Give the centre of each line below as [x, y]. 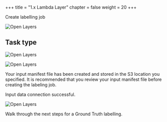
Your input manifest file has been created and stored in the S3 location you [82, 74]
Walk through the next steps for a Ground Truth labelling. [64, 114]
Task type [21, 42]
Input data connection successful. [40, 94]
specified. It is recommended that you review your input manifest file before [83, 79]
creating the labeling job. [31, 84]
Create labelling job [25, 17]
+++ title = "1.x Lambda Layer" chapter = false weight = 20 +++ [71, 7]
